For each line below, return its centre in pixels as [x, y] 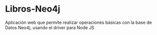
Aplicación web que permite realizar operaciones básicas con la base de [78, 22]
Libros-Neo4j [33, 9]
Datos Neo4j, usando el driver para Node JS [50, 27]
